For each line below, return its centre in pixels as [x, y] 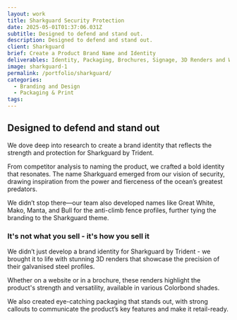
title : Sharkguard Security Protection [66, 21]
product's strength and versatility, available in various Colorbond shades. [114, 288]
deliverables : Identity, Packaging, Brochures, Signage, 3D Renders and [116, 60]
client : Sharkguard [36, 47]
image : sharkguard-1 [38, 67]
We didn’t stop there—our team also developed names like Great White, [111, 202]
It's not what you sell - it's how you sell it [79, 236]
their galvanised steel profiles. [51, 267]
